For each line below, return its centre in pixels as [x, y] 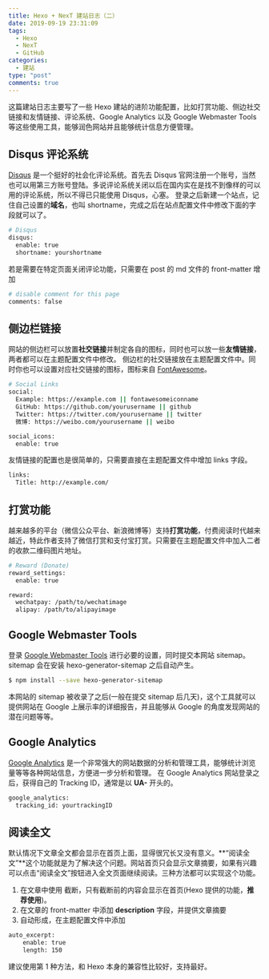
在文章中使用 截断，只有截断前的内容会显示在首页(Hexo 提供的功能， [133, 890]
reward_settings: [37, 573]
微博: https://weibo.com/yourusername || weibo [95, 421]
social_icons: [32, 436]
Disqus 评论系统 [48, 154]
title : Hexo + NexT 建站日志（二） [63, 16]
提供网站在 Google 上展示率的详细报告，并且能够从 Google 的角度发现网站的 [134, 707]
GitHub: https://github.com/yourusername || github [104, 407]
